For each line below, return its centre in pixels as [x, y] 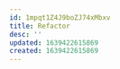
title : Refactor [40, 26]
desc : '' [26, 34]
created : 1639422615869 [54, 51]
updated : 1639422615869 [54, 43]
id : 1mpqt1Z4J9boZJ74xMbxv [60, 17]
